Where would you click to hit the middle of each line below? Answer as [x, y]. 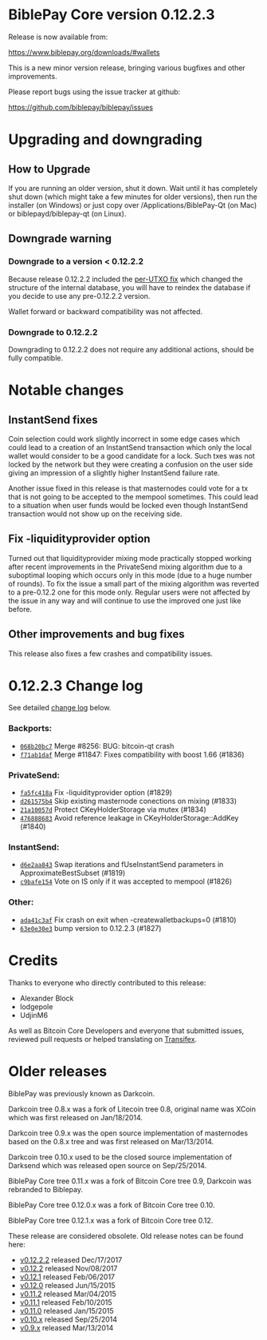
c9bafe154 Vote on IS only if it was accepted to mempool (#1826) [126, 881]
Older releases [58, 1071]
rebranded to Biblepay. [46, 1189]
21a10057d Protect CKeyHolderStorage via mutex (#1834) [113, 809]
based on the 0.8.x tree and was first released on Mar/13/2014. [111, 1141]
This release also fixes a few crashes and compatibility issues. [111, 654]
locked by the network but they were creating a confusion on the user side [131, 464]
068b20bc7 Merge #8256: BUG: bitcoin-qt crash [97, 746]
